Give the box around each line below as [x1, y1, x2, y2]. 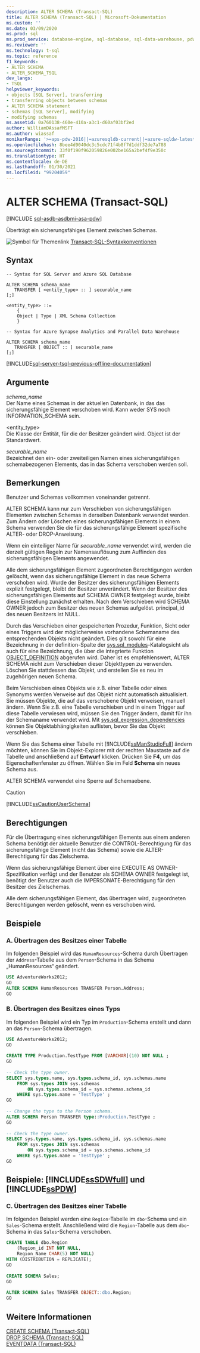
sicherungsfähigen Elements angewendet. [6, 555, 110, 562]
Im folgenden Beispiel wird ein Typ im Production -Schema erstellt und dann [6, 1018, 192, 1025]
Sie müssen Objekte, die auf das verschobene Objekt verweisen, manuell [6, 697, 186, 705]
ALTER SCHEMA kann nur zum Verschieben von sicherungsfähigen [6, 505, 171, 512]
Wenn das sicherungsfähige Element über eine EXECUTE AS [6, 864, 155, 872]
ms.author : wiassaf [6, 131, 55, 137]
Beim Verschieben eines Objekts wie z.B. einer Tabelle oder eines [6, 684, 167, 692]
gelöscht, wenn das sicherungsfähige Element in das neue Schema [6, 573, 171, 580]
